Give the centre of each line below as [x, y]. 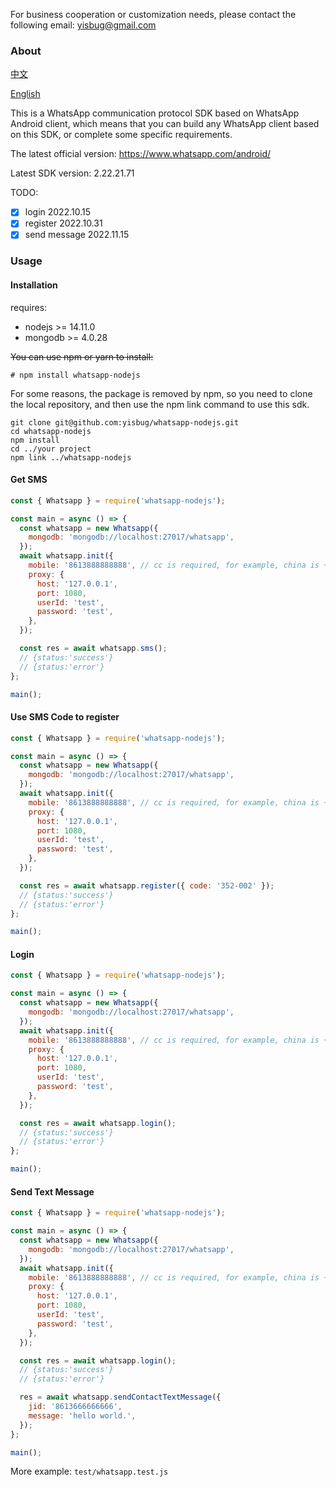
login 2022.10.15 [58, 212]
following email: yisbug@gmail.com [83, 25]
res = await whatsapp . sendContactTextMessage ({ [120, 1397]
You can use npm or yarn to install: [82, 356]
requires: [29, 307]
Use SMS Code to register [65, 717]
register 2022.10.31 [63, 223]
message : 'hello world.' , [82, 1415]
